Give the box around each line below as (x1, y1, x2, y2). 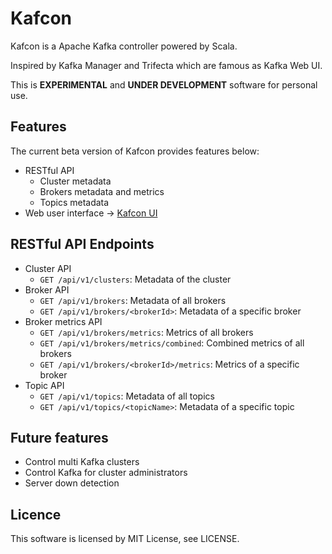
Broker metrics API (24, 315, 103, 327)
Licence (10, 506, 62, 523)
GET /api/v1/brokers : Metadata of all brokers (39, 294, 227, 306)
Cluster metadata (39, 175, 112, 187)
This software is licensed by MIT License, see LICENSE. (10, 533, 240, 545)
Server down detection (24, 477, 120, 489)
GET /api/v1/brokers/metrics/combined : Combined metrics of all (39, 337, 305, 349)
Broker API (24, 283, 70, 296)
